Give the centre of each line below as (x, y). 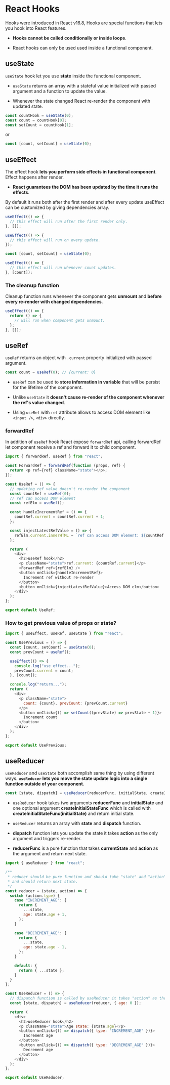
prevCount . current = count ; (44, 671)
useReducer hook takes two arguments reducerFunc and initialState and (88, 803)
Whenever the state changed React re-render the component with (81, 101)
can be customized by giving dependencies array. (57, 207)
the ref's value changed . (39, 403)
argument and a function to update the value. (60, 91)
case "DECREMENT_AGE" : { (40, 933)
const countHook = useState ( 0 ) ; (39, 115)
